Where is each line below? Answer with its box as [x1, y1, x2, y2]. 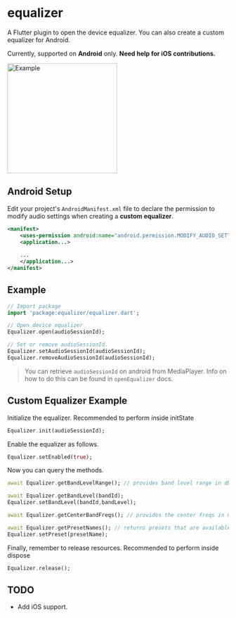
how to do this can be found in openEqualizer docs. [24, 374, 173, 382]
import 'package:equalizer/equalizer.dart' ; [7, 309, 140, 316]
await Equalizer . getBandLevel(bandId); [7, 492, 124, 500]
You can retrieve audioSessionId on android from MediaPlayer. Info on [24, 367, 227, 375]
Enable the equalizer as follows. [7, 439, 100, 448]
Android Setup [7, 186, 72, 198]
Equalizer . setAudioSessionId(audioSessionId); [7, 348, 146, 355]
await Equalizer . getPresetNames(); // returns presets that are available [7, 524, 231, 532]
